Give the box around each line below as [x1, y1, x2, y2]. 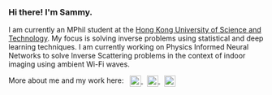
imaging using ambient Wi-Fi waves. [8, 59, 130, 69]
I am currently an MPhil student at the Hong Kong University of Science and [8, 25, 261, 35]
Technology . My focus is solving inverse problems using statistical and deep [8, 33, 264, 43]
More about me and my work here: [8, 76, 124, 85]
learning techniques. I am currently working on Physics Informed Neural [8, 42, 249, 52]
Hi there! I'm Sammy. [8, 6, 93, 18]
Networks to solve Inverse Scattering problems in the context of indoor [8, 51, 246, 61]
